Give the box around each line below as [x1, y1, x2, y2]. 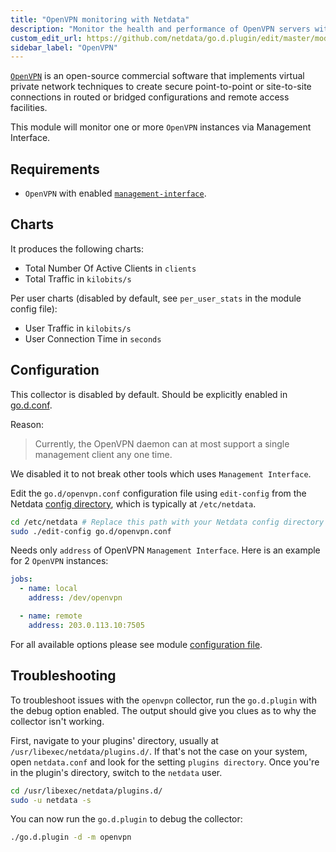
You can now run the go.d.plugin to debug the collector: [10, 813, 243, 825]
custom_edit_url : [10, 33, 83, 43]
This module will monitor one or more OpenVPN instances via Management [10, 121, 312, 133]
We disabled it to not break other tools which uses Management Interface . [10, 467, 312, 480]
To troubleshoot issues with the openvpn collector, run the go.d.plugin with [10, 694, 317, 706]
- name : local [19, 584, 78, 594]
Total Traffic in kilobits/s [24, 272, 132, 285]
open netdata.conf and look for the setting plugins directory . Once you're [10, 756, 320, 768]
